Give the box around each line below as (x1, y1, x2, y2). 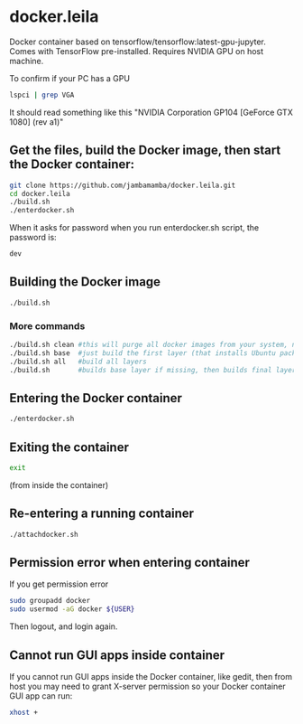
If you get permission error (9, 578, 109, 589)
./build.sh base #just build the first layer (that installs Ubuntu (9, 348, 277, 358)
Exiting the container (9, 439, 129, 455)
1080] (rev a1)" (9, 116, 64, 127)
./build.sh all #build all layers (9, 357, 147, 366)
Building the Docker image (9, 274, 161, 290)
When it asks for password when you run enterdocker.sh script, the (9, 222, 260, 233)
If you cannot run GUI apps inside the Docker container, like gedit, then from (9, 671, 293, 682)
